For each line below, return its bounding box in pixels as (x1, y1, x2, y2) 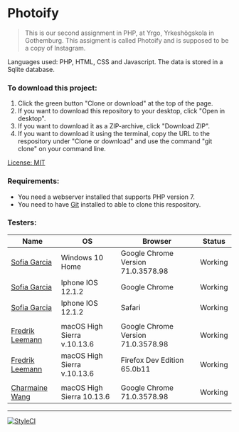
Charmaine (11, 383, 48, 393)
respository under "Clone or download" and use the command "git (17, 137, 213, 145)
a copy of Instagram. (24, 43, 86, 52)
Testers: (7, 217, 37, 227)
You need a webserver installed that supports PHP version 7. (17, 192, 196, 201)
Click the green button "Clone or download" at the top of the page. (17, 99, 213, 108)
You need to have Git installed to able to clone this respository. (17, 200, 201, 208)
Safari (120, 302, 141, 312)
